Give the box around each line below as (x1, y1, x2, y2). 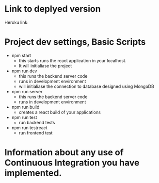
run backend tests (18, 119, 55, 125)
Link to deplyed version (4, 3, 101, 15)
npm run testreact (11, 125, 48, 131)
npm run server (11, 88, 43, 94)
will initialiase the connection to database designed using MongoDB (18, 83, 155, 89)
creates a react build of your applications (18, 109, 101, 115)
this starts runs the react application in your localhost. (18, 57, 127, 64)
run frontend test (18, 130, 53, 135)
